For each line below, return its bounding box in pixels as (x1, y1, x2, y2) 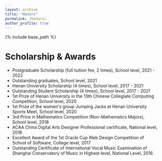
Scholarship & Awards (5, 51, 96, 62)
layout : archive (5, 7, 38, 12)
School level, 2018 (12, 119, 49, 125)
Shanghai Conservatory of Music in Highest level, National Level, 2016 (12, 150, 153, 156)
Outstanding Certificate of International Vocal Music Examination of (12, 145, 147, 151)
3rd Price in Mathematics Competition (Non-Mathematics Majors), (12, 114, 145, 120)
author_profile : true (5, 20, 49, 26)
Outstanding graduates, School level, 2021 (12, 78, 97, 83)
